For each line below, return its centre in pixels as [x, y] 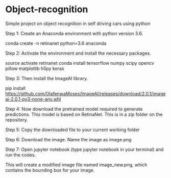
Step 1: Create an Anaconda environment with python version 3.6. [74, 33]
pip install [15, 88]
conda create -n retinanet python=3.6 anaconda [56, 43]
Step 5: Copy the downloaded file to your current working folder [73, 130]
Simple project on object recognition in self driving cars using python [78, 23]
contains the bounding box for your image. [50, 170]
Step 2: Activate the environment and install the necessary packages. [78, 53]
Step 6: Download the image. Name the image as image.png [68, 139]
